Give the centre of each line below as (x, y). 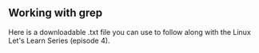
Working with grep (56, 13)
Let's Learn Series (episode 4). (59, 40)
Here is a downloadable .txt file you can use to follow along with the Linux (130, 32)
